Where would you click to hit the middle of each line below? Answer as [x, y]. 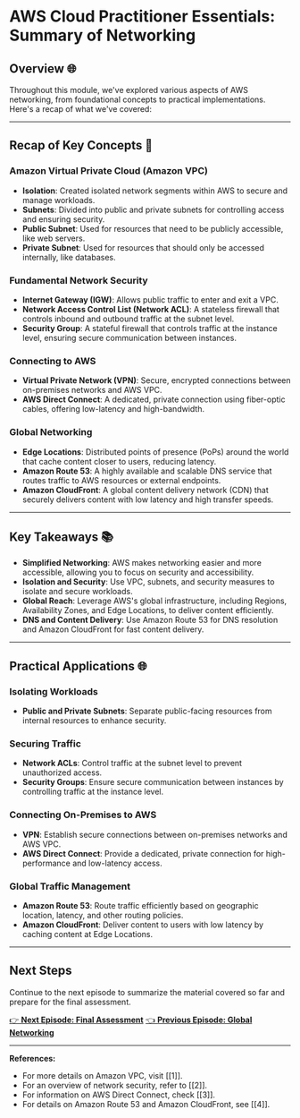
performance [46, 863]
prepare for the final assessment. [70, 1002]
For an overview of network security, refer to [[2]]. [115, 1085]
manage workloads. [58, 200]
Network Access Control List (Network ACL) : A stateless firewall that [150, 309]
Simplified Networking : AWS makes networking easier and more [142, 563]
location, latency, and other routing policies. [103, 915]
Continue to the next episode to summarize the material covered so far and [147, 992]
